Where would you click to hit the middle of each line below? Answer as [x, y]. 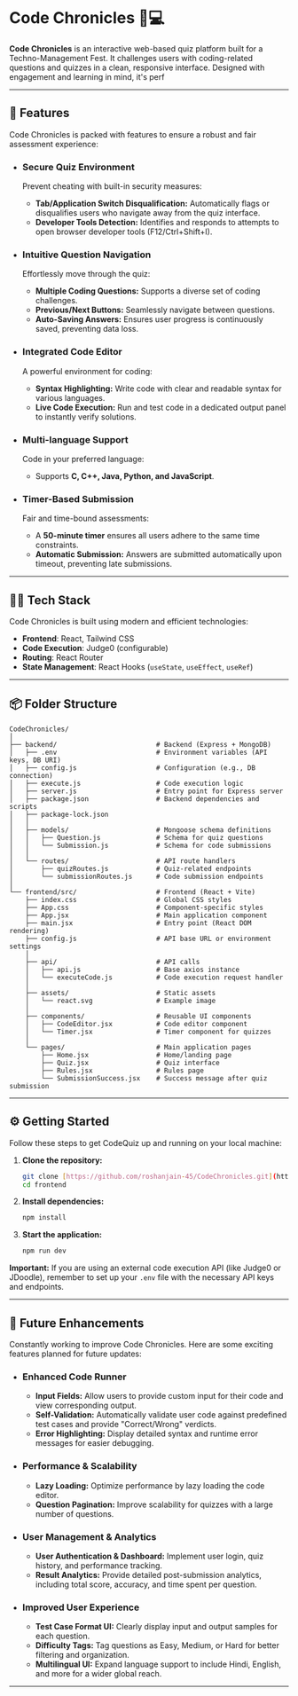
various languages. [70, 397]
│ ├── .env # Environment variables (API [138, 752]
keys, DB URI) [35, 760]
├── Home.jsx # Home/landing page [137, 1055]
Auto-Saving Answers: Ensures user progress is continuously [149, 319]
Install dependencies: [63, 1201]
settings [25, 946]
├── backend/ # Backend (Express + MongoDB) [141, 744]
